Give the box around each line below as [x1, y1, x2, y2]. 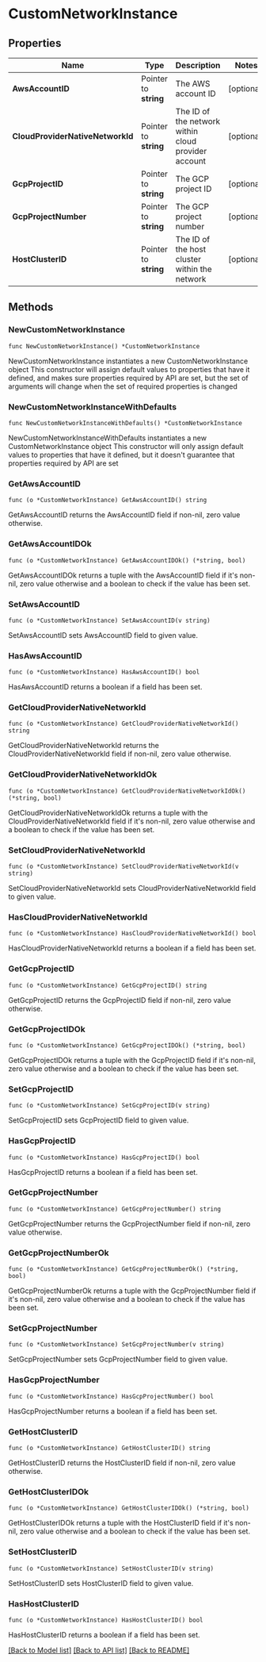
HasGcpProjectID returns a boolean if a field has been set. [8, 1167, 198, 1176]
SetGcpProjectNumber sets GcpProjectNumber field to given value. [8, 1354, 228, 1365]
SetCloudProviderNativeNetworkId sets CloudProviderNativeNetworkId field [8, 884, 256, 893]
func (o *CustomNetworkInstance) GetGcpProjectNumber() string [8, 1205, 222, 1213]
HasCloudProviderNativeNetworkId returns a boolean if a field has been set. [8, 943, 256, 953]
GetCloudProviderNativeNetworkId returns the [8, 741, 160, 750]
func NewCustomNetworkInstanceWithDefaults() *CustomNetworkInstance [8, 419, 243, 427]
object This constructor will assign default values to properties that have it [8, 364, 250, 374]
